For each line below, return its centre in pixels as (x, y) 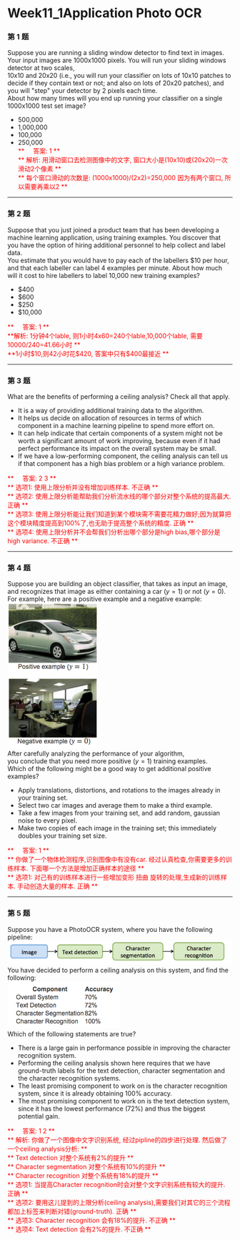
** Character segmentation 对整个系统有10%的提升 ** (86, 1166)
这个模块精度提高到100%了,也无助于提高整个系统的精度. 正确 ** (101, 523)
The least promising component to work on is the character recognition (122, 1086)
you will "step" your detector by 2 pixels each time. (82, 91)
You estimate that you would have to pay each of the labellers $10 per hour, (119, 260)
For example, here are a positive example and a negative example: (105, 599)
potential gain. (39, 1116)
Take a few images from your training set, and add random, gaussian (119, 813)
